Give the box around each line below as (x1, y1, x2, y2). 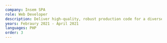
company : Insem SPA (5, 7, 46, 12)
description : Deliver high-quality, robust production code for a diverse (5, 16, 164, 21)
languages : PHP (5, 26, 37, 31)
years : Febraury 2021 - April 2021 (5, 21, 79, 26)
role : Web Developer (5, 12, 48, 17)
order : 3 (5, 30, 23, 35)
